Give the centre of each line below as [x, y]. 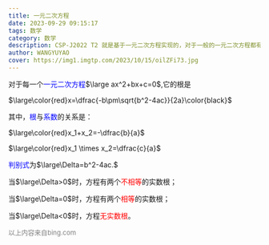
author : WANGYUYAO [39, 53]
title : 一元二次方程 [39, 16]
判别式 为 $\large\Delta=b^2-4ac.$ [63, 164]
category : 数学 [32, 38]
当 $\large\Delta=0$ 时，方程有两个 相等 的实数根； [89, 199]
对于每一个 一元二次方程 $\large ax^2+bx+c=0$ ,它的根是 [100, 84]
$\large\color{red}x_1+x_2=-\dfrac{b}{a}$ [77, 132]
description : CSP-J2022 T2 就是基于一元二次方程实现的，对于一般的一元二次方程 [129, 46]
